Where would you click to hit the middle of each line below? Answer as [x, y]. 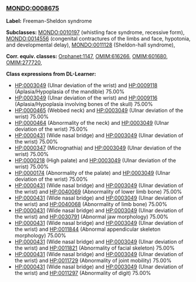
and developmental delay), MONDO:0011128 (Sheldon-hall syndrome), [91, 45]
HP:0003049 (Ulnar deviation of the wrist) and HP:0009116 [86, 98]
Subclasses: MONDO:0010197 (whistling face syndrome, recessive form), [95, 32]
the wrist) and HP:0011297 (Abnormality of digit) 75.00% [83, 273]
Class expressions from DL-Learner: [51, 74]
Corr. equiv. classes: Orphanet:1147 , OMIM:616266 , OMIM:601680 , [87, 57]
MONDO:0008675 [33, 8]
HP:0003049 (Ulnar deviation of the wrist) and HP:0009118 [86, 85]
